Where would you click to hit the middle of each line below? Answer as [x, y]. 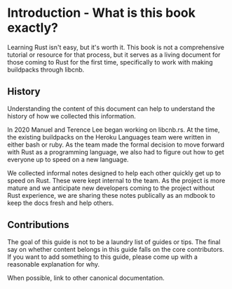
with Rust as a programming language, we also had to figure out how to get [116, 152]
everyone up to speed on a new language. [68, 159]
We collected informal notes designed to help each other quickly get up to [114, 173]
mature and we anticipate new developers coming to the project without [111, 188]
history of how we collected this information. [71, 116]
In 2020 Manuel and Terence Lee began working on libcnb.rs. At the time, [114, 129]
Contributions [38, 225]
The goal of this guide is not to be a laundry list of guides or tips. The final [114, 242]
